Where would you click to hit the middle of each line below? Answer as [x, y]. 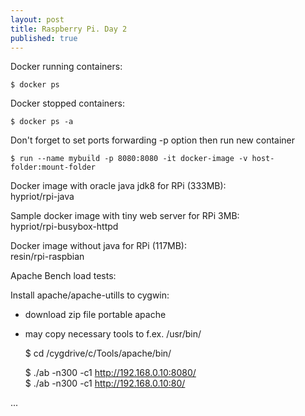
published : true [44, 38]
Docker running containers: [66, 67]
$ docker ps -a [42, 122]
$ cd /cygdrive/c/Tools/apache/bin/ [98, 353]
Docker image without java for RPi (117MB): [98, 246]
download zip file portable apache [95, 315]
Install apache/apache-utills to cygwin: [90, 295]
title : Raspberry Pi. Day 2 [69, 29]
